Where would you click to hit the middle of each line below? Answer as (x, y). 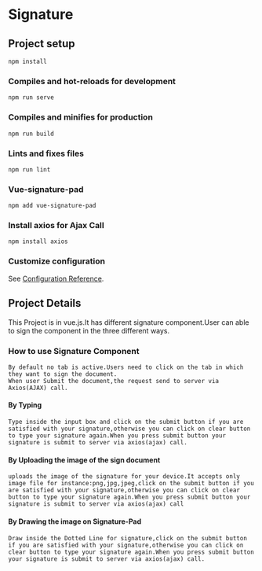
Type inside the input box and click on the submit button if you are (126, 422)
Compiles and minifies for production (80, 117)
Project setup (42, 44)
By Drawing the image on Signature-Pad (75, 521)
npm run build (31, 134)
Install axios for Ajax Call (56, 226)
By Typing (25, 405)
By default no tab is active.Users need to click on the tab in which (126, 367)
